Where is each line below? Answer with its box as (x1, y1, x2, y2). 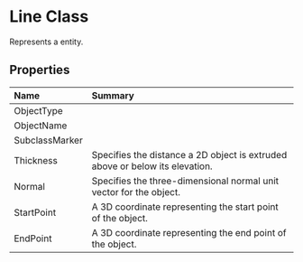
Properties (9, 62, 70, 78)
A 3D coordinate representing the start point (91, 201, 280, 213)
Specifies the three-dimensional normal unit (91, 174, 280, 187)
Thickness (14, 154, 59, 166)
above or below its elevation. (91, 160, 214, 173)
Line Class (9, 6, 89, 27)
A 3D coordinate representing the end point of (91, 226, 287, 239)
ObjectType (14, 104, 63, 117)
